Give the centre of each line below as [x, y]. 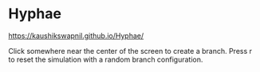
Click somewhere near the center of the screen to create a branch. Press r [130, 51]
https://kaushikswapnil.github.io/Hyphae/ [76, 36]
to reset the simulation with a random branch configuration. [106, 59]
